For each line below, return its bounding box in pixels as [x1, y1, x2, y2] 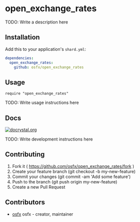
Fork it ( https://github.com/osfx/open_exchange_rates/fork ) [12, 163, 135, 169]
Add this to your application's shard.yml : [5, 46, 86, 52]
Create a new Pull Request [12, 184, 66, 190]
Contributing [5, 150, 45, 159]
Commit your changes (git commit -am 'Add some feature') [12, 174, 131, 180]
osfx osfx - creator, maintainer [12, 211, 74, 217]
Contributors [5, 198, 45, 206]
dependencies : [5, 56, 34, 61]
